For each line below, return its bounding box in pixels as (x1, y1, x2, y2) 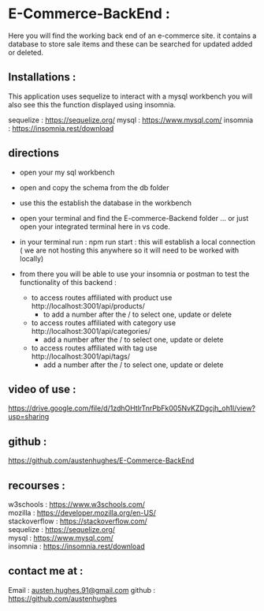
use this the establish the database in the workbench (19, 198, 191, 208)
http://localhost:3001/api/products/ (31, 301, 146, 310)
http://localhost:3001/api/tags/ (31, 351, 131, 361)
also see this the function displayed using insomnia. (8, 99, 176, 109)
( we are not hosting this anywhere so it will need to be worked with (19, 246, 240, 255)
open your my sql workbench (19, 167, 115, 177)
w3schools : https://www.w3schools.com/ (8, 500, 146, 509)
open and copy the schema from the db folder (19, 182, 169, 192)
